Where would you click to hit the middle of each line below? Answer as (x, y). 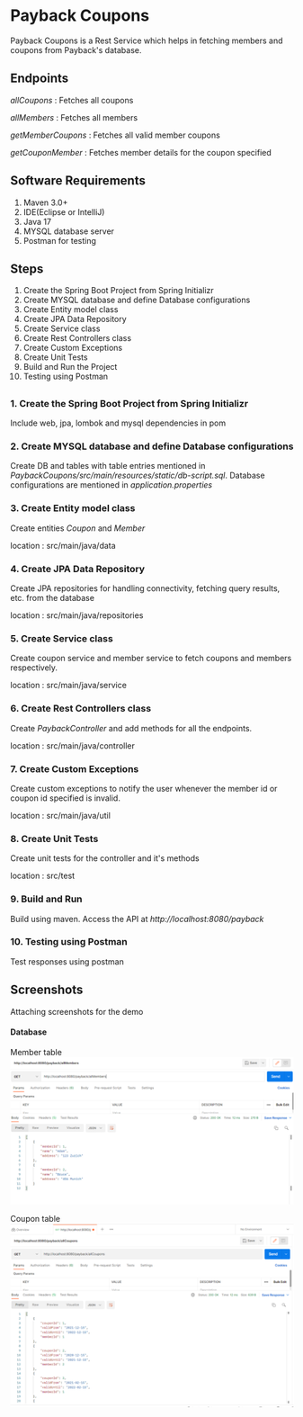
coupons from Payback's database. (76, 49)
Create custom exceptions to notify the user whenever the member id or (144, 788)
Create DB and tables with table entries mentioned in (108, 466)
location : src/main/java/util (61, 815)
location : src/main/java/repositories (77, 615)
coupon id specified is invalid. (65, 798)
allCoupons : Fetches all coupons (72, 100)
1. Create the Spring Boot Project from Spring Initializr (129, 403)
